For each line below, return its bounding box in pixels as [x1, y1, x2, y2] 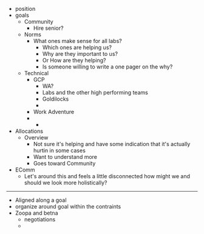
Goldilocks [42, 95, 69, 102]
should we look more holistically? [24, 179, 107, 186]
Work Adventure [33, 109, 75, 115]
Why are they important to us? [42, 50, 118, 57]
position [15, 5, 36, 12]
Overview [24, 134, 49, 141]
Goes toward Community [33, 160, 96, 167]
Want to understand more [33, 153, 97, 160]
